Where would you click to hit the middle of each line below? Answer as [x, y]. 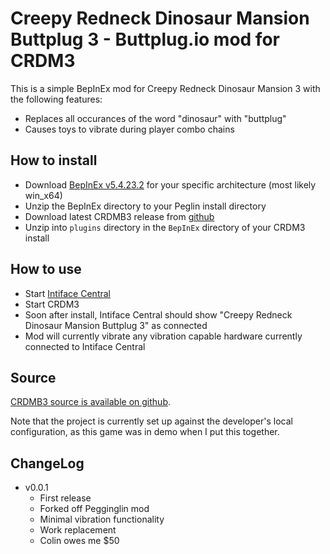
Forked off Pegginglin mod [94, 509]
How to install [54, 160]
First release [65, 498]
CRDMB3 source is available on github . [91, 402]
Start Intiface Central [67, 293]
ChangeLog [47, 463]
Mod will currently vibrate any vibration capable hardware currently [163, 336]
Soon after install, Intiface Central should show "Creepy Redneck [158, 314]
